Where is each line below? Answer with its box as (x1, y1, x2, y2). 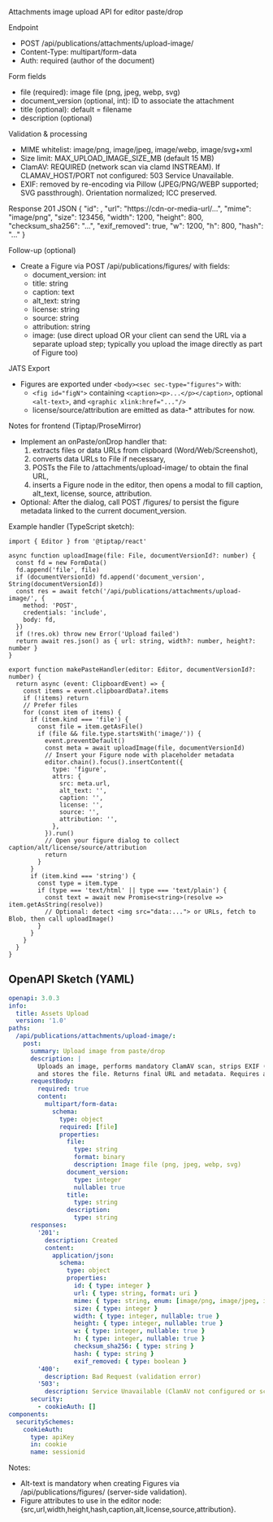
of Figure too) (32, 348, 79, 357)
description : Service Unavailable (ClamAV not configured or (44, 1388, 256, 1396)
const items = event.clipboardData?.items (23, 687, 169, 695)
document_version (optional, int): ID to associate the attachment (19, 96, 234, 105)
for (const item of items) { (23, 708, 122, 716)
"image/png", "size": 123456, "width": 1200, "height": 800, (8, 212, 204, 222)
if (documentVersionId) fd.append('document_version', (15, 573, 206, 581)
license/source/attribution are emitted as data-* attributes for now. (32, 405, 255, 414)
